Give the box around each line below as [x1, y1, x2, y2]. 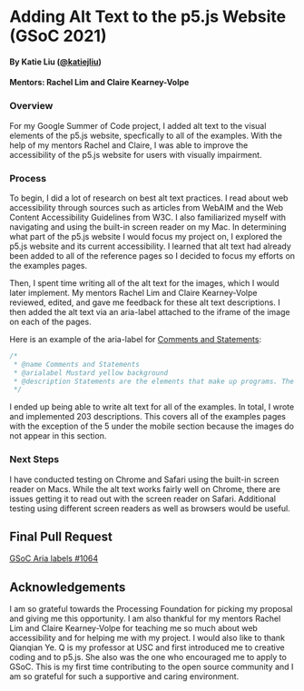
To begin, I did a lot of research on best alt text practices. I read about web [9, 192, 289, 203]
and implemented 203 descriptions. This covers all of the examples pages [9, 411, 287, 422]
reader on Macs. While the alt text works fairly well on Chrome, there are [9, 483, 281, 494]
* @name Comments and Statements [13, 360, 141, 369]
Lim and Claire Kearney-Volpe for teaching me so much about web [9, 623, 259, 634]
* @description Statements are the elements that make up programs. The [13, 377, 295, 386]
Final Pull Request [9, 529, 113, 545]
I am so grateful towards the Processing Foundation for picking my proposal [9, 604, 293, 615]
